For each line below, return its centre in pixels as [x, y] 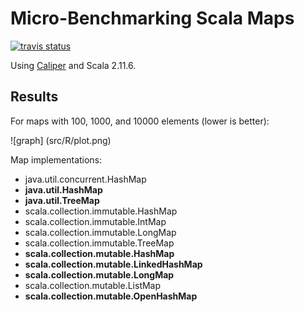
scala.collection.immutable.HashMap [101, 211]
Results [34, 97]
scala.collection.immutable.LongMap [100, 232]
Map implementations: [56, 159]
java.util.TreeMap [62, 200]
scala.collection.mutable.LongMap [99, 274]
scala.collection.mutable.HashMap [99, 253]
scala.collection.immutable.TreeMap [99, 243]
